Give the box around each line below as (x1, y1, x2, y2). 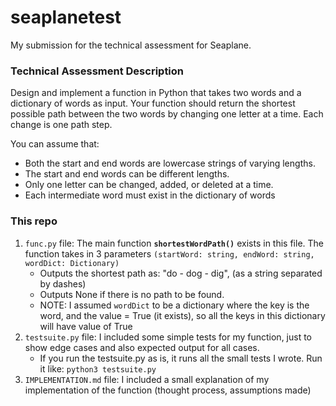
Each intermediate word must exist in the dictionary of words (24, 189, 276, 201)
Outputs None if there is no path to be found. (39, 288, 225, 300)
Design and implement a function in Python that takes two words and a (10, 87, 302, 99)
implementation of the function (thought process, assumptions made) (24, 384, 312, 396)
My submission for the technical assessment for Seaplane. (10, 39, 252, 51)
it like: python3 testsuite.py (39, 362, 157, 375)
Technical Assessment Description (10, 64, 185, 78)
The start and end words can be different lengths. (24, 168, 230, 180)
